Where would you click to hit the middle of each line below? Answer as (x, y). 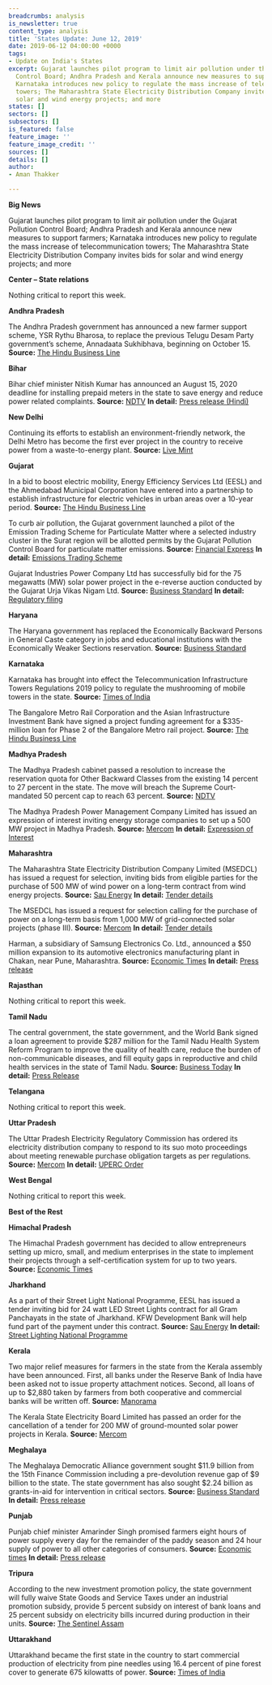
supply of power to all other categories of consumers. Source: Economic (130, 1549)
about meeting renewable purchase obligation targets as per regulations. (130, 1156)
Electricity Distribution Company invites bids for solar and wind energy (126, 255)
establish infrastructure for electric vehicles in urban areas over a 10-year (131, 499)
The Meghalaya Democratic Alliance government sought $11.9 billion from (132, 1466)
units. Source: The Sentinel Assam (66, 1623)
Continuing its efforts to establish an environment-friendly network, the (127, 433)
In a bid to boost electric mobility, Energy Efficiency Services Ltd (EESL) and (135, 481)
